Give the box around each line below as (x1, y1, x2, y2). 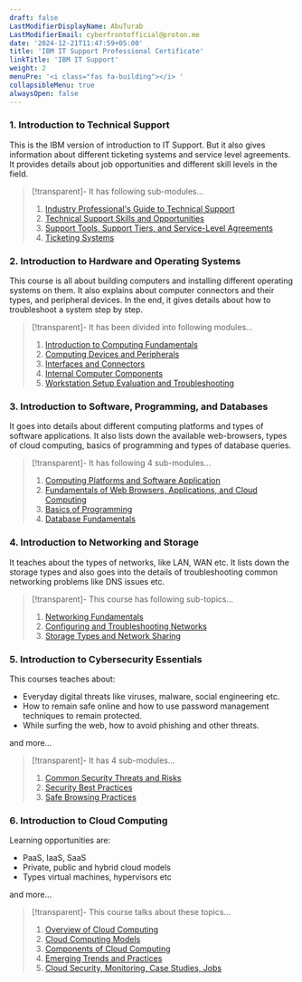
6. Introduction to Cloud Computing (9, 814, 168, 826)
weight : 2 (9, 64, 47, 73)
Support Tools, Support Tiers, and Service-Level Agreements (44, 223, 274, 234)
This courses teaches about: (9, 673, 116, 684)
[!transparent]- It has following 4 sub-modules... (31, 458, 212, 469)
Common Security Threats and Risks (44, 772, 183, 783)
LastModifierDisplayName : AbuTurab (9, 22, 144, 31)
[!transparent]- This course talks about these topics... (31, 907, 231, 918)
